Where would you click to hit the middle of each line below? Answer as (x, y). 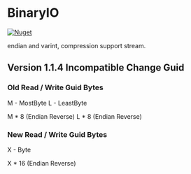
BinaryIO (33, 13)
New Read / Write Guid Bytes (57, 134)
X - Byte (19, 150)
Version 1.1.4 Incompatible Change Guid (96, 68)
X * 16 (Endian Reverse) (42, 163)
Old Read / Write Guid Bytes (55, 87)
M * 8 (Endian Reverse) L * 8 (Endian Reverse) (75, 116)
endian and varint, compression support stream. (77, 45)
